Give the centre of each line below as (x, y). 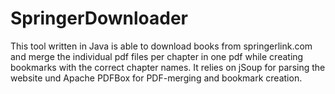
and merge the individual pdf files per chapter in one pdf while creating (157, 56)
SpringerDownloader (99, 18)
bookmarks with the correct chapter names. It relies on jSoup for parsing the (168, 67)
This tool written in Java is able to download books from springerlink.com (161, 46)
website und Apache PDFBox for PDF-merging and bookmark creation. (156, 78)
